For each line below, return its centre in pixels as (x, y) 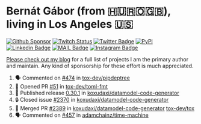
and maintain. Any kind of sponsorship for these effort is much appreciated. (100, 66)
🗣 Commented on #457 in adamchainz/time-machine (82, 115)
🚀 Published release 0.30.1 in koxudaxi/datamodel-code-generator (97, 93)
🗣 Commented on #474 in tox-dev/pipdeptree (73, 78)
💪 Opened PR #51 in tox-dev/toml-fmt (61, 86)
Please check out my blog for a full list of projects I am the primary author (97, 59)
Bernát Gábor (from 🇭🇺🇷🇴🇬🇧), (89, 11)
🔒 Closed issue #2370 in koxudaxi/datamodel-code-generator (92, 99)
